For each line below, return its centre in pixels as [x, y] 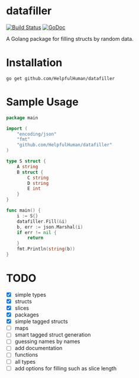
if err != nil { [37, 232]
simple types [30, 294]
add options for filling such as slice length [66, 368]
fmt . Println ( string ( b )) [46, 249]
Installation [34, 63]
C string [38, 178]
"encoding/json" [37, 134]
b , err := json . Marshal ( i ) [50, 227]
